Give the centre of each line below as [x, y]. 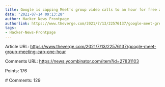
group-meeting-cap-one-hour [36, 52]
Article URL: [17, 46]
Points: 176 [16, 71]
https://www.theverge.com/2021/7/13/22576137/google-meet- [93, 46]
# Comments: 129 [23, 80]
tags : [11, 28]
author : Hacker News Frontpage [37, 19]
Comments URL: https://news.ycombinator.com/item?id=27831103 [72, 61]
